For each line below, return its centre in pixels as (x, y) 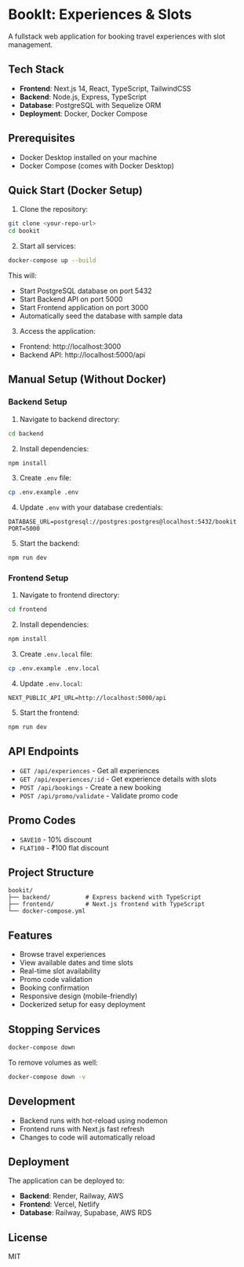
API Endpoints (44, 752)
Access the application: (57, 331)
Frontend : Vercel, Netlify (60, 1204)
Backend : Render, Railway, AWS (71, 1196)
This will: (22, 276)
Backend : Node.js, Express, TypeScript (83, 97)
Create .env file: (46, 478)
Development (42, 1101)
